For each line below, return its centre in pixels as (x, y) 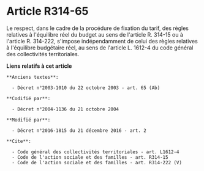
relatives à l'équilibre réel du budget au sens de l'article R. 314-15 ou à (95, 34)
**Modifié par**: (28, 120)
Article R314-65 (47, 11)
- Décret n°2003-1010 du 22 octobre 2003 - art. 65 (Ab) (86, 88)
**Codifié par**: (28, 98)
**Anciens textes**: (33, 77)
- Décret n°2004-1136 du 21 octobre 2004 (66, 109)
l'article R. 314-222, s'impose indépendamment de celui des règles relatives (102, 41)
